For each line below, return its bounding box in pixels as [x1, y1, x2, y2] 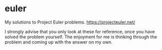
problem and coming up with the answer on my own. [4, 39, 113, 45]
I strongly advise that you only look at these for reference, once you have [4, 28, 155, 34]
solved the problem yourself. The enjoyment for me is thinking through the [4, 34, 158, 40]
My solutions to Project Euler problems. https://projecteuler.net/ [4, 19, 136, 25]
